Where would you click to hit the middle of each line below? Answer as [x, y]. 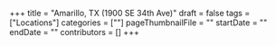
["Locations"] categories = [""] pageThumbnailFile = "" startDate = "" [138, 23]
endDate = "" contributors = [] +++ [75, 32]
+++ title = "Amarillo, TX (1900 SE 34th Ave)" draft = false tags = [130, 13]
